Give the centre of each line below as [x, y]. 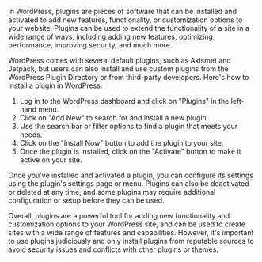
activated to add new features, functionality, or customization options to [125, 20]
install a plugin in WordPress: [55, 85]
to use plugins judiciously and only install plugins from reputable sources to [131, 241]
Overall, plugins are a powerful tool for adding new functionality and [119, 216]
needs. [31, 135]
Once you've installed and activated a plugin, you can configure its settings [131, 175]
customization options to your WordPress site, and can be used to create [127, 224]
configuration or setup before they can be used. [86, 200]
